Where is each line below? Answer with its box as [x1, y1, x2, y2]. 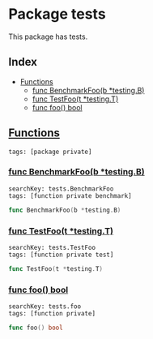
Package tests [8, 5, 107, 24]
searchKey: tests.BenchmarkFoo [8, 184, 114, 193]
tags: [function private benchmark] [8, 191, 132, 200]
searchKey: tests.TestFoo [8, 244, 96, 252]
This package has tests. [8, 32, 88, 41]
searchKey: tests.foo [8, 303, 82, 311]
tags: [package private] [8, 148, 92, 156]
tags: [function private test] [8, 251, 114, 260]
